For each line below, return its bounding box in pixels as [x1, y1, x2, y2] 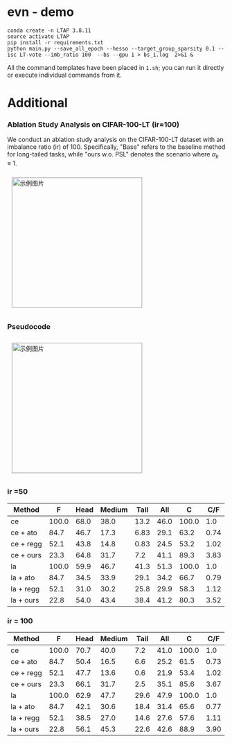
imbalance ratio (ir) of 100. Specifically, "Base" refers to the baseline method [7, 143, 226, 151]
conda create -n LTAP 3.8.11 [7, 27, 91, 34]
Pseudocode [7, 322, 51, 332]
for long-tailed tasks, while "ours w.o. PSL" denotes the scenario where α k [7, 150, 220, 160]
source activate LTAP [7, 33, 70, 40]
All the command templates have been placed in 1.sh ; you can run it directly [7, 63, 224, 71]
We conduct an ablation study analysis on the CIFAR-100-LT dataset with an [7, 136, 224, 144]
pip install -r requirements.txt [7, 39, 104, 46]
